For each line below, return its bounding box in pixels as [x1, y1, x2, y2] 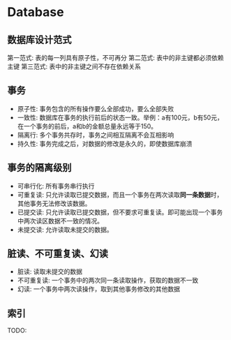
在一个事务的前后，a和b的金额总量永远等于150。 [17, 121, 158, 130]
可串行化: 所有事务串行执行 [17, 182, 95, 190]
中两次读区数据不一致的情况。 [17, 216, 103, 225]
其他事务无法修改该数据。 [17, 199, 91, 207]
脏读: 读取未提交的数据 [17, 267, 82, 276]
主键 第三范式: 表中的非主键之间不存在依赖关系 [7, 62, 141, 71]
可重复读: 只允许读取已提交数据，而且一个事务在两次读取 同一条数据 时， [17, 190, 223, 199]
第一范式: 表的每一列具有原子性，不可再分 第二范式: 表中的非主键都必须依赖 [7, 54, 224, 61]
